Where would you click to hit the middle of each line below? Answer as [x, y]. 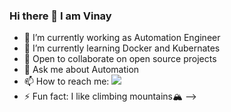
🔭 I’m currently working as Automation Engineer [122, 38]
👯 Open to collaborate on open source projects [120, 59]
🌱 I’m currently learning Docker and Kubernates [122, 48]
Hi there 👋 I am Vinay [60, 16]
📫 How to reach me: [66, 81]
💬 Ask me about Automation [81, 70]
